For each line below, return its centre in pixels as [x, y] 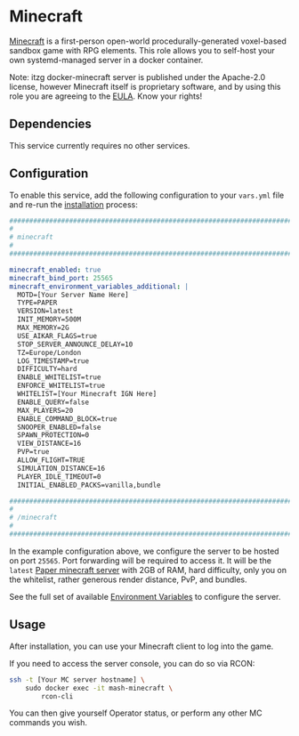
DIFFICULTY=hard [47, 369]
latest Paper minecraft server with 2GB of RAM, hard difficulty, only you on [148, 570]
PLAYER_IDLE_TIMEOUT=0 [59, 477]
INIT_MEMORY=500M [49, 319]
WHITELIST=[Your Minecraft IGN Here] [87, 394]
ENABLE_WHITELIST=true [59, 377]
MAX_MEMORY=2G [43, 328]
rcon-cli [57, 696]
